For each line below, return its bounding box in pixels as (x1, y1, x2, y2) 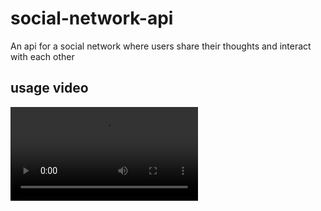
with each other (10, 50, 75, 62)
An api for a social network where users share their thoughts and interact (10, 40, 312, 52)
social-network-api (10, 7, 174, 30)
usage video (10, 80, 89, 97)
